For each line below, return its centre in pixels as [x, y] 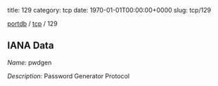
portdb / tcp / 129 [32, 23]
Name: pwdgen [30, 62]
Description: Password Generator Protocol [69, 76]
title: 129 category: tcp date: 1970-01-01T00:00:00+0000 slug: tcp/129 [109, 10]
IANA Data [31, 46]
